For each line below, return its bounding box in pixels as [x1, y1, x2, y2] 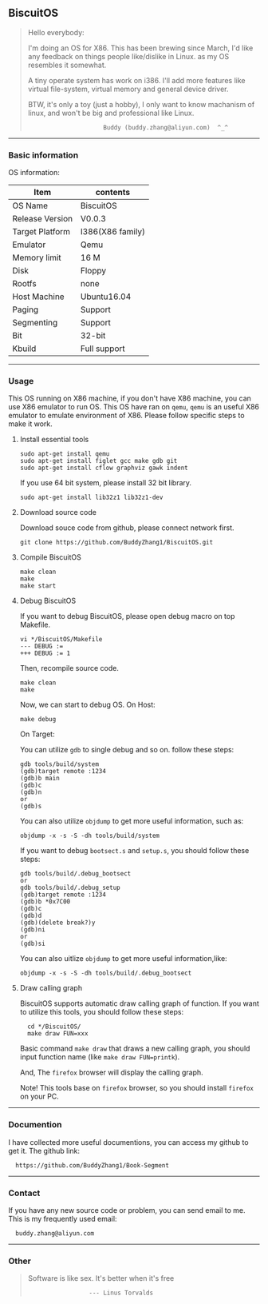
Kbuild [12, 343, 37, 354]
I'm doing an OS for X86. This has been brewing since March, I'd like [27, 43, 254, 53]
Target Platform [12, 226, 70, 237]
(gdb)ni [19, 926, 45, 934]
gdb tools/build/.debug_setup [19, 883, 121, 892]
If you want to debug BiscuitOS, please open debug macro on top [19, 612, 235, 621]
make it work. [8, 419, 53, 429]
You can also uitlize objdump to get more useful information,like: [19, 954, 227, 963]
